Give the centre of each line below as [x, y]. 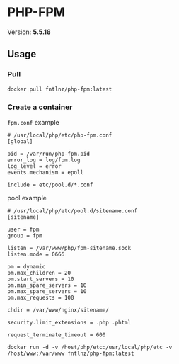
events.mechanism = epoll [45, 172]
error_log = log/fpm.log [44, 160]
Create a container [40, 107]
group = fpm [25, 235]
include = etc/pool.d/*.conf [50, 185]
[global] [20, 141]
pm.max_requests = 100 [41, 297]
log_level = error [34, 166]
